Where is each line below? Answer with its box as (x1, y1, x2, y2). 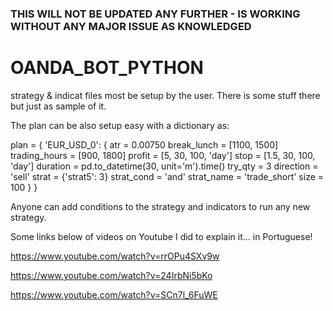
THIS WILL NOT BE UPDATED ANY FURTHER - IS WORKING (10, 7, 301, 21)
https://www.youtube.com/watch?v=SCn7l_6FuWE (10, 288, 218, 301)
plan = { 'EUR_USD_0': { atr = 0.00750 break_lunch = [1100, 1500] (10, 138, 279, 151)
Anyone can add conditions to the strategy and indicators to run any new (10, 200, 311, 212)
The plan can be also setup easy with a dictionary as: (10, 119, 230, 131)
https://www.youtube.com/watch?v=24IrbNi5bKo (10, 269, 213, 281)
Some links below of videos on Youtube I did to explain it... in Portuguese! (10, 230, 313, 242)
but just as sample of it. (10, 100, 107, 112)
